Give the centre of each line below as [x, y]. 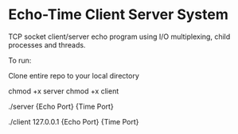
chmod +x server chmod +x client [64, 91]
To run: [20, 60]
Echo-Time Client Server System [118, 15]
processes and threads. [47, 44]
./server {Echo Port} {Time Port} [61, 106]
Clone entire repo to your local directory [74, 75]
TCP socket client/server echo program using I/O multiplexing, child [119, 36]
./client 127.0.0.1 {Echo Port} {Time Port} [74, 121]
